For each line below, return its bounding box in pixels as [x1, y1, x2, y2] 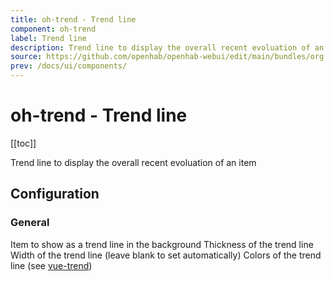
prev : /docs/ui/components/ [10, 61, 128, 71]
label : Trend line [10, 33, 87, 43]
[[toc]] [10, 137, 37, 149]
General [10, 216, 50, 230]
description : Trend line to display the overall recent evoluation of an [10, 42, 325, 53]
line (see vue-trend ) [10, 259, 93, 271]
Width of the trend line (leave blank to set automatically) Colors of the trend [10, 249, 322, 261]
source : [10, 52, 43, 62]
